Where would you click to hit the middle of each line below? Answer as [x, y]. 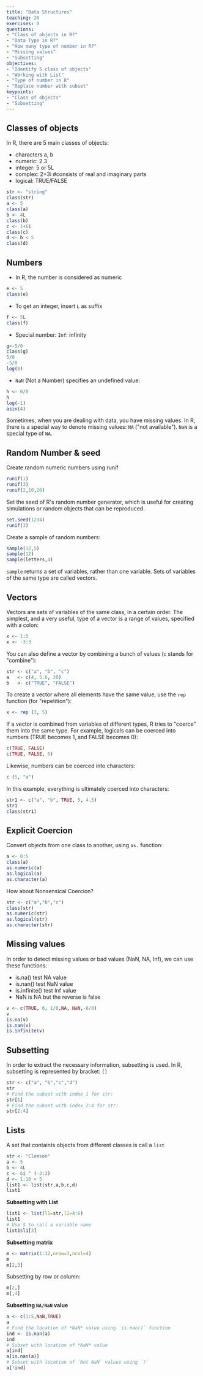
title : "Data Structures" [39, 12]
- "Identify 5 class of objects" [49, 69]
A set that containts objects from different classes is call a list [86, 1145]
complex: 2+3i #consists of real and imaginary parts [81, 174]
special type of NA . [29, 434]
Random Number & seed [54, 452]
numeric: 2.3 [31, 161]
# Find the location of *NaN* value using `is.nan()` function [89, 1328]
